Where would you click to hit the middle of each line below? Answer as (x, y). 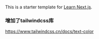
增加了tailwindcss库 (29, 20)
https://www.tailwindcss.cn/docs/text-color (49, 32)
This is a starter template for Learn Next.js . (49, 7)
